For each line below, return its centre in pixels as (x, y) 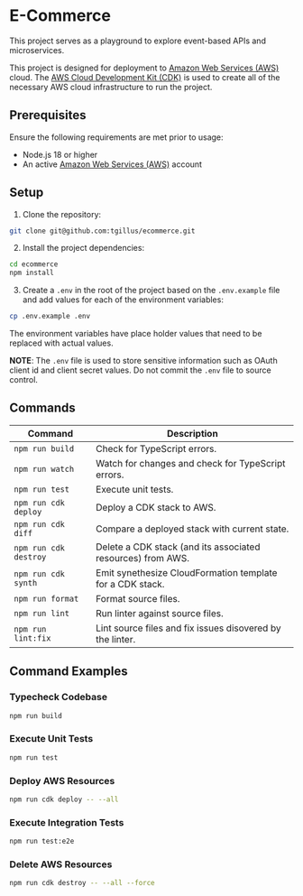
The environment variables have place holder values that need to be (136, 334)
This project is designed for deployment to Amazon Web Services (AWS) (144, 68)
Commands (43, 408)
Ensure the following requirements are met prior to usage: (116, 137)
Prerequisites (48, 115)
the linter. (116, 639)
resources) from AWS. (143, 558)
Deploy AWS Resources (62, 781)
